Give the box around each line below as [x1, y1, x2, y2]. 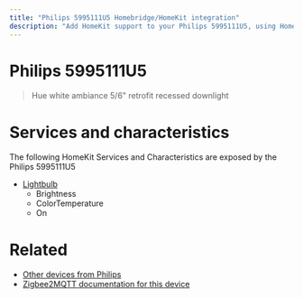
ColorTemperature [35, 198, 104, 209]
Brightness [35, 189, 77, 200]
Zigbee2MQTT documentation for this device [22, 279, 190, 290]
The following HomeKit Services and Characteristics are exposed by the [9, 152, 278, 163]
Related [9, 239, 68, 260]
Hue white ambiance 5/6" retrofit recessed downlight [31, 90, 229, 101]
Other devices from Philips [22, 269, 122, 280]
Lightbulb [22, 179, 59, 190]
